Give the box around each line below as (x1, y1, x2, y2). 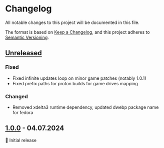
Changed (5, 93, 28, 100)
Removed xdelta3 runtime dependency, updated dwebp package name (12, 104, 159, 110)
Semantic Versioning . (5, 34, 49, 40)
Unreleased (5, 49, 42, 57)
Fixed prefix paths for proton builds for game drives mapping (12, 80, 138, 86)
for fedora (12, 109, 33, 115)
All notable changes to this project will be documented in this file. (5, 19, 140, 25)
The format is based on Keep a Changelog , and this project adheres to (5, 29, 150, 35)
